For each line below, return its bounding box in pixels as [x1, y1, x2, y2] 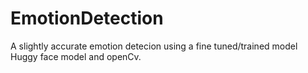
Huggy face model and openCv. [10, 50, 142, 62]
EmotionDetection [10, 7, 164, 30]
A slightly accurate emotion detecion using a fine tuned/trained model [10, 40, 298, 52]
